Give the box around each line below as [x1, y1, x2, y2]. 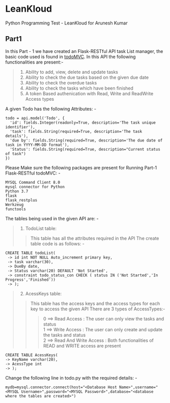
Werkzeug [5, 202, 24, 207]
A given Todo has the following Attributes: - [5, 105, 97, 112]
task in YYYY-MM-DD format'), [5, 142, 70, 148]
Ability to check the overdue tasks [25, 79, 97, 85]
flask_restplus [5, 197, 38, 203]
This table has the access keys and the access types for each [30, 300, 160, 306]
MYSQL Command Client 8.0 [5, 180, 60, 185]
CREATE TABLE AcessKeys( [5, 352, 58, 358]
